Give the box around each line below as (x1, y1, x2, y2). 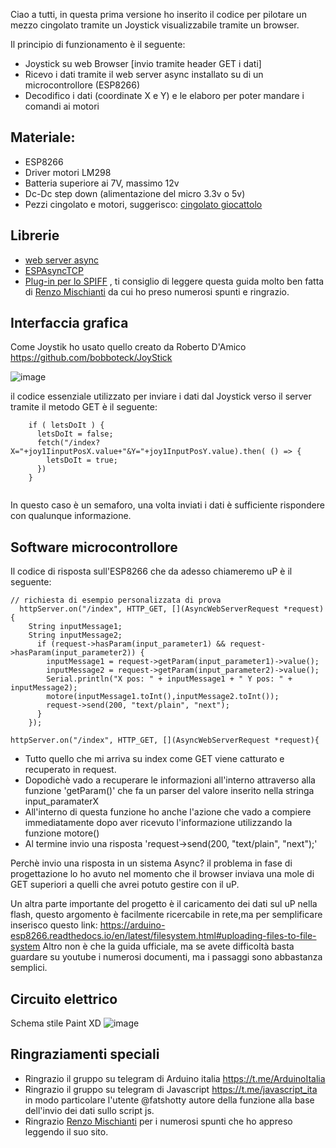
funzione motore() (24, 827, 100, 839)
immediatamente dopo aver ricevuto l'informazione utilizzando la (24, 817, 293, 829)
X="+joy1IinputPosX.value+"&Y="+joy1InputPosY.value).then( (10, 447, 267, 457)
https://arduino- (99, 919, 166, 931)
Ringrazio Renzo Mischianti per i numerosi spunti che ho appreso (24, 1115, 293, 1127)
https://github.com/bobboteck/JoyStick (10, 352, 173, 364)
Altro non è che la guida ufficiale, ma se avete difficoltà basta (42, 940, 295, 953)
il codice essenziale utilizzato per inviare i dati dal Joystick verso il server (10, 390, 312, 403)
